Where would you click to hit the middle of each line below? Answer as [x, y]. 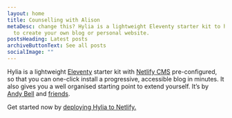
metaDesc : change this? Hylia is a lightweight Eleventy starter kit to [114, 26]
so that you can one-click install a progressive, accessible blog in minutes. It [116, 79]
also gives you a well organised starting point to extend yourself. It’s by [108, 86]
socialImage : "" [30, 52]
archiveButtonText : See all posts [57, 46]
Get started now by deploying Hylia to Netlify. [72, 107]
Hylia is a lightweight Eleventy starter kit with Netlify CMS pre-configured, [112, 71]
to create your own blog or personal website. [81, 33]
